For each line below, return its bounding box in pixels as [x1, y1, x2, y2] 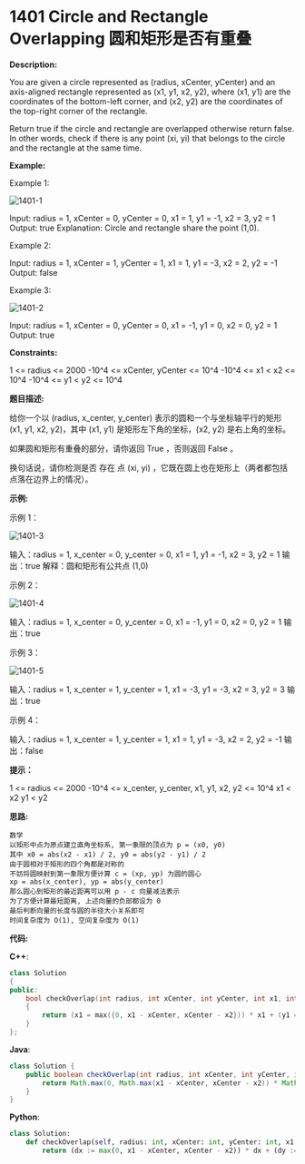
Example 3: [9, 284, 52, 296]
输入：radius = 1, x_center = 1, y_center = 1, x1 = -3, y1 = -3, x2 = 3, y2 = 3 [9, 683, 286, 695]
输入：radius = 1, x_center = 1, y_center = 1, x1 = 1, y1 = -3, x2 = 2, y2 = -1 [9, 733, 282, 745]
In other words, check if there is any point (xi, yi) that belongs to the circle [9, 132, 286, 143]
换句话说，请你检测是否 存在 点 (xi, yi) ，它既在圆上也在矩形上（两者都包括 [9, 462, 289, 473]
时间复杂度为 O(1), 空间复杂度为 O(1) [9, 915, 140, 924]
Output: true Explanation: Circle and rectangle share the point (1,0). [9, 222, 260, 233]
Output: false [9, 267, 58, 278]
